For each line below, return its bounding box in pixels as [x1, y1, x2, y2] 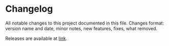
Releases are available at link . [5, 35, 67, 41]
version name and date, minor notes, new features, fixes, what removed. [5, 25, 158, 31]
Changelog [5, 3, 53, 15]
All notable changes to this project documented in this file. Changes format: [5, 20, 164, 26]
